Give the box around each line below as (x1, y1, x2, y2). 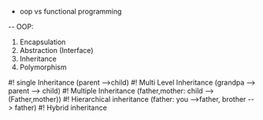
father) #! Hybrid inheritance (14, 103, 108, 112)
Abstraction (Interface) (19, 46, 94, 54)
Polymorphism (19, 62, 67, 72)
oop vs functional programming (19, 7, 122, 16)
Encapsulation (19, 37, 66, 47)
